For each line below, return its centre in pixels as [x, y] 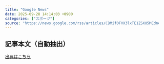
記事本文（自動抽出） [37, 44]
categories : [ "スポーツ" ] [30, 18]
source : [13, 23]
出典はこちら [18, 57]
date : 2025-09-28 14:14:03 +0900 [39, 14]
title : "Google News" [27, 9]
